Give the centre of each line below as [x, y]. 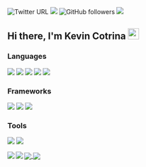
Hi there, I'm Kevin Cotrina [67, 36]
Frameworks [29, 91]
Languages [27, 57]
